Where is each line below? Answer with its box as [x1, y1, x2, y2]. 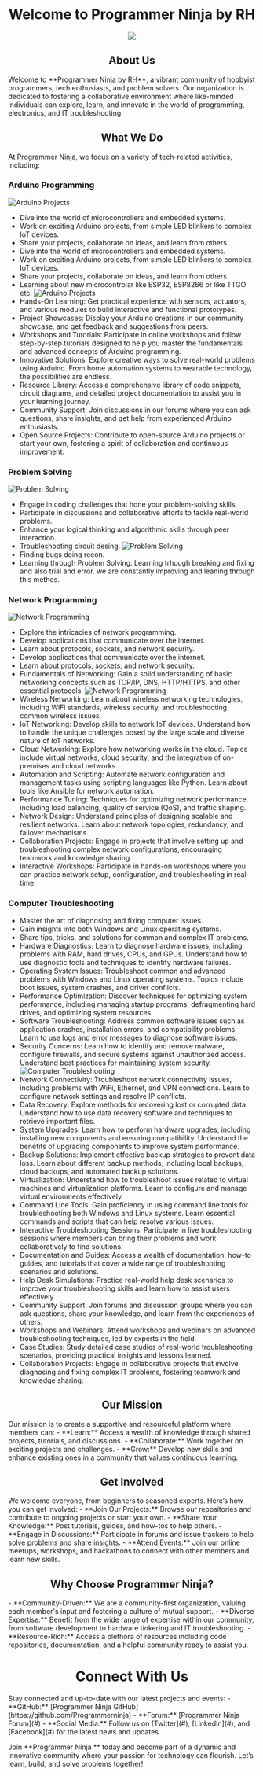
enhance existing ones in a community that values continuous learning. [8, 1453, 238, 1462]
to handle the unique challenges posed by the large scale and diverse [19, 728, 245, 737]
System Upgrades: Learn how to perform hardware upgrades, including [19, 1125, 251, 1134]
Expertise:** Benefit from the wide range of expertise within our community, [8, 1615, 254, 1625]
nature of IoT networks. [19, 736, 96, 746]
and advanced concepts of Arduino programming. [19, 346, 182, 356]
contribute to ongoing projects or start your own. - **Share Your [8, 1513, 217, 1523]
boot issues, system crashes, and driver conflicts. [19, 982, 181, 992]
